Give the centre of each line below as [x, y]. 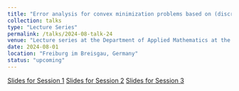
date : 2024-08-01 [33, 47]
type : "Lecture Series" [43, 27]
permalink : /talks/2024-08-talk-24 [60, 34]
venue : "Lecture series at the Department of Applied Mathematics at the [119, 41]
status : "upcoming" [36, 60]
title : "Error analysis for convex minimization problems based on [110, 14]
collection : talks [34, 21]
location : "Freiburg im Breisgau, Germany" [73, 54]
